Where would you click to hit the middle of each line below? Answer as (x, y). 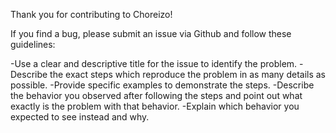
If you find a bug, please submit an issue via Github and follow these (151, 33)
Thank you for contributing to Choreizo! (91, 14)
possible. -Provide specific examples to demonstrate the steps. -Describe (162, 85)
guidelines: (33, 44)
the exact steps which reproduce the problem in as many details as (188, 74)
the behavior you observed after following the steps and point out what (156, 95)
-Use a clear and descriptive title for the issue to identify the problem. (154, 63)
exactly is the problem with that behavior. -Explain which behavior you (155, 106)
